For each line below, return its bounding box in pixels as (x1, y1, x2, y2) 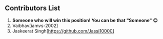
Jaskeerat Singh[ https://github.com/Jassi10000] (12, 27, 115, 34)
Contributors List (5, 4, 60, 12)
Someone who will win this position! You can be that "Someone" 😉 (12, 17, 158, 23)
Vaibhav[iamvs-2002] (12, 22, 58, 28)
